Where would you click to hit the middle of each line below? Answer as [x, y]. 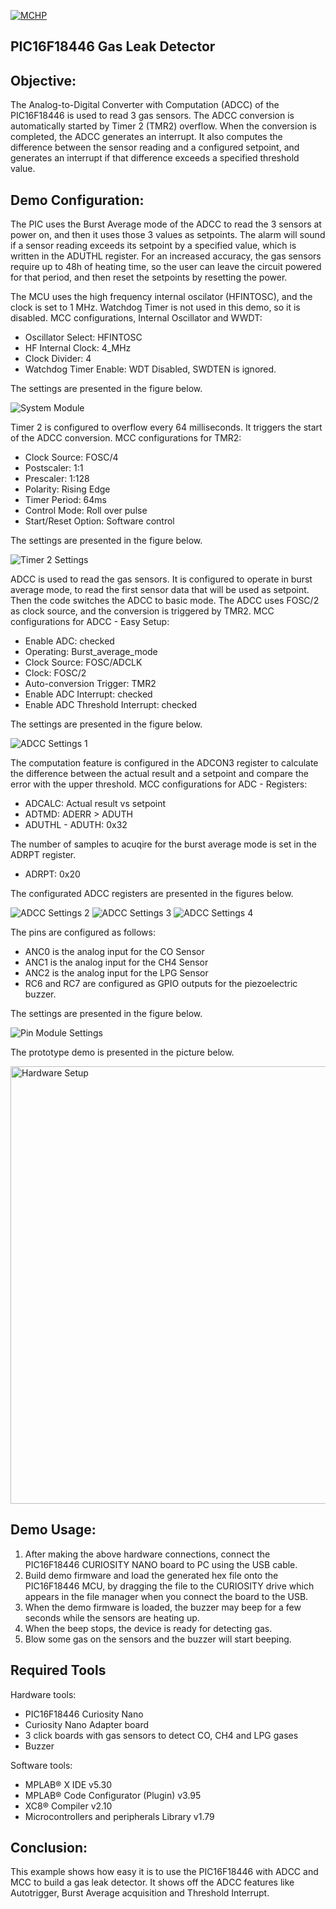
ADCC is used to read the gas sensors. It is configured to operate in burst [161, 579]
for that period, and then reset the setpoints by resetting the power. [149, 277]
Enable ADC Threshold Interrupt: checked [111, 705]
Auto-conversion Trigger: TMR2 [90, 684]
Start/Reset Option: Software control [99, 521]
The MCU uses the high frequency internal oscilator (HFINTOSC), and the [161, 297]
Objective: [43, 80]
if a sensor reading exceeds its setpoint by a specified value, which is [153, 246]
